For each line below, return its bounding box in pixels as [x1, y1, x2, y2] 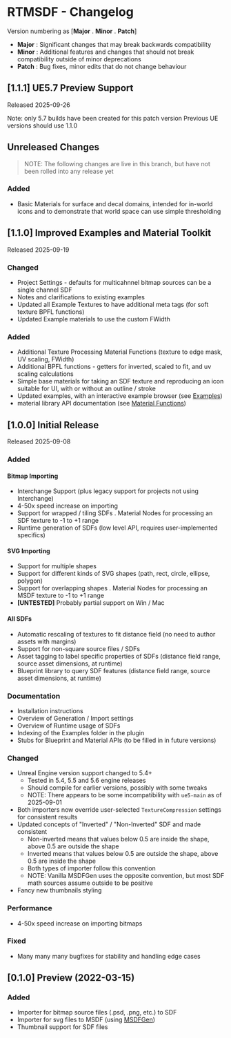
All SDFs [7, 615, 32, 623]
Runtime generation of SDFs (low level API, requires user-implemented [17, 523, 219, 532]
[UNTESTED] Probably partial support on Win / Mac [17, 599, 165, 607]
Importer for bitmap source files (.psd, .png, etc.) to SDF [17, 1008, 177, 1017]
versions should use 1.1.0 [7, 121, 78, 130]
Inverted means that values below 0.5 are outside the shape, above [27, 850, 219, 858]
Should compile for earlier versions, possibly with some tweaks [27, 784, 208, 792]
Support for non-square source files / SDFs [17, 644, 140, 652]
